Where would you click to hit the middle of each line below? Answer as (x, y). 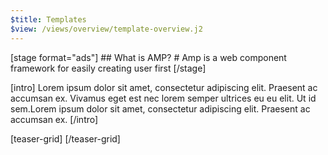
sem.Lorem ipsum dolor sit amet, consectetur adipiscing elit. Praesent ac (160, 108)
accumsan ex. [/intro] (54, 119)
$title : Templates (48, 19)
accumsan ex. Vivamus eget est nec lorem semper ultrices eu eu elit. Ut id (163, 98)
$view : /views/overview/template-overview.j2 (106, 29)
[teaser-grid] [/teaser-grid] (65, 138)
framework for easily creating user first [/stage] (108, 68)
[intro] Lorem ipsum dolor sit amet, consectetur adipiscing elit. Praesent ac (164, 87)
